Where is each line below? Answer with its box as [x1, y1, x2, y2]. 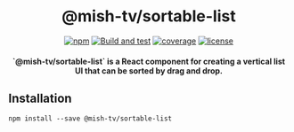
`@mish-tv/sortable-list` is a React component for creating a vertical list [12, 56, 286, 66]
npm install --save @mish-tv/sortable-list [8, 114, 173, 123]
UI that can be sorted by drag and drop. [74, 65, 224, 76]
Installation [8, 90, 72, 105]
